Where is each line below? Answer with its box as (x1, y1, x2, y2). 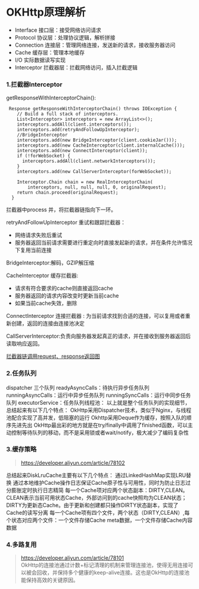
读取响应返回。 (6, 340, 43, 347)
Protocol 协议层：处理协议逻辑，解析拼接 (14, 34, 116, 41)
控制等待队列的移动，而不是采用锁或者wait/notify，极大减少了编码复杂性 (11, 429, 189, 436)
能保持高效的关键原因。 (20, 576, 79, 584)
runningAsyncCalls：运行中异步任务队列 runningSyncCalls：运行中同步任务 (6, 391, 191, 399)
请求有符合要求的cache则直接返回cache (14, 285, 113, 292)
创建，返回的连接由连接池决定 (11, 320, 85, 327)
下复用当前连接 (14, 247, 52, 254)
